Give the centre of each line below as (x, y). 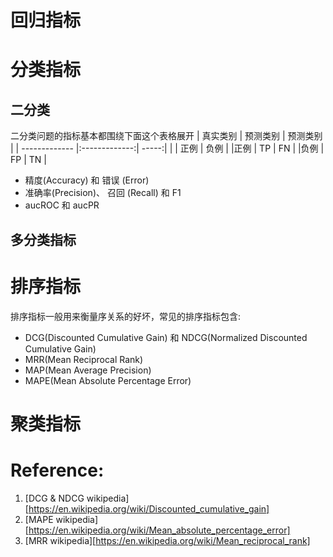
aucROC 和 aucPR (62, 205)
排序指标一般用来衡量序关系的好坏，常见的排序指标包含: (126, 316)
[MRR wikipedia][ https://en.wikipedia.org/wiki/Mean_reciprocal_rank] (167, 540)
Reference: (57, 470)
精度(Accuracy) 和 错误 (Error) (87, 180)
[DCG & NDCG (54, 498)
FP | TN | (28, 160)
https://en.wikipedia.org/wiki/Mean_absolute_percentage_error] (159, 530)
